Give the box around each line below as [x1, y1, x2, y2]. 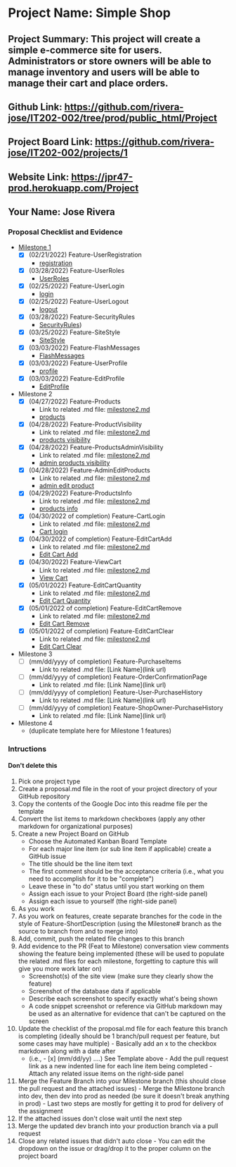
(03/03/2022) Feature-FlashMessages [28, 343, 140, 352]
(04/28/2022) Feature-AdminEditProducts [28, 466, 150, 475]
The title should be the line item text [28, 860, 133, 868]
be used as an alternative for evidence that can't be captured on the [28, 1010, 226, 1018]
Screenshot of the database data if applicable [28, 987, 161, 996]
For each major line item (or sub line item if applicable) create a [28, 845, 211, 853]
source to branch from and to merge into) [18, 927, 138, 936]
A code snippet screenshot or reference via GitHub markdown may [28, 1002, 223, 1010]
